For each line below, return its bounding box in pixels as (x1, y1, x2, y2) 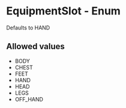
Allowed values (6, 41, 65, 52)
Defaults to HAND (6, 24, 50, 31)
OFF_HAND (14, 95, 44, 103)
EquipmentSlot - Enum (6, 4, 121, 18)
